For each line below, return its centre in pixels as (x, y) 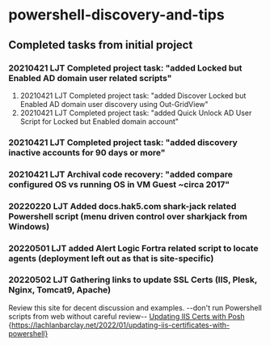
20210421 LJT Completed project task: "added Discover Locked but (133, 96)
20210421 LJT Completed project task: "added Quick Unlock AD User (136, 113)
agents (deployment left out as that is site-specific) (111, 258)
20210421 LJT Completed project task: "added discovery (123, 142)
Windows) (29, 226)
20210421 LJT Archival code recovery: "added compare (120, 174)
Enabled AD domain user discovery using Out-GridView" (114, 104)
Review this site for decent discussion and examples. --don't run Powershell (135, 308)
